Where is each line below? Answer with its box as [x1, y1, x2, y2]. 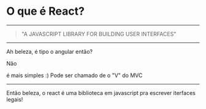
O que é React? [6, 4, 85, 18]
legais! [6, 96, 23, 103]
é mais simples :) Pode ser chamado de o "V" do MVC [6, 72, 143, 79]
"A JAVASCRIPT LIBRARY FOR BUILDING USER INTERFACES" [21, 30, 177, 37]
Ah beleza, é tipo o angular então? [6, 48, 93, 55]
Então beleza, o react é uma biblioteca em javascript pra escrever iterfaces [6, 89, 196, 96]
